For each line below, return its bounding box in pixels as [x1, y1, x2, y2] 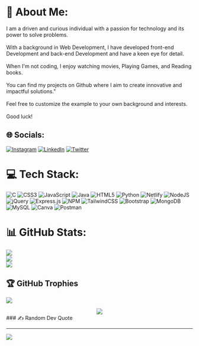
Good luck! [6, 112, 33, 120]
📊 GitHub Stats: [6, 225, 87, 239]
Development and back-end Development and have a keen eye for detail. [6, 50, 185, 57]
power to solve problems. [6, 31, 68, 38]
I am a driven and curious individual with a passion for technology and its [6, 25, 185, 32]
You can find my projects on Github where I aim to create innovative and [6, 81, 182, 88]
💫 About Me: [6, 5, 69, 19]
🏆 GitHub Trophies [6, 279, 79, 289]
